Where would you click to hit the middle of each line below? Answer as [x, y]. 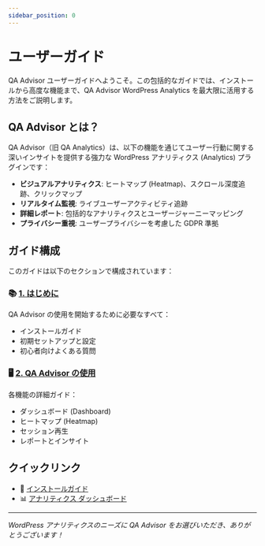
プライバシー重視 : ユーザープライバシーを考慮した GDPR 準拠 [119, 223]
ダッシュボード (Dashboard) [65, 411]
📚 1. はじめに [34, 294]
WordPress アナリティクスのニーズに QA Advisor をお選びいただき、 [119, 525]
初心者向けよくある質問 [58, 351]
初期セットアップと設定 [58, 341]
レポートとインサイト [54, 440]
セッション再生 [44, 431]
